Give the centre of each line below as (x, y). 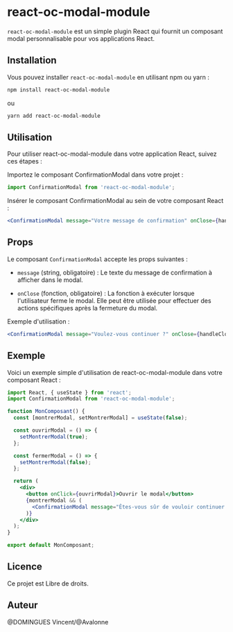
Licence (25, 567)
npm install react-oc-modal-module (59, 90)
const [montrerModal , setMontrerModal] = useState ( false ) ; (101, 418)
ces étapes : (25, 161)
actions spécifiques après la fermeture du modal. (87, 308)
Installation (32, 61)
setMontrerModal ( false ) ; (55, 462)
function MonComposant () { (46, 412)
